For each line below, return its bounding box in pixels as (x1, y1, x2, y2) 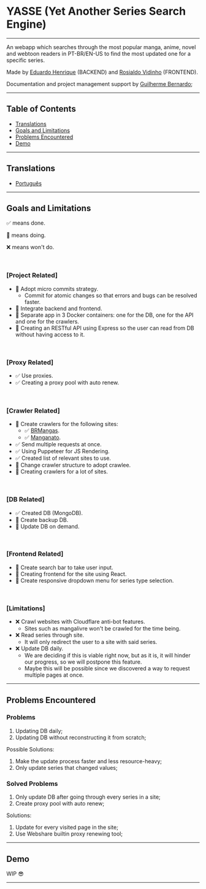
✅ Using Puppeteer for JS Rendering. (15, 448, 110, 455)
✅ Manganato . (24, 434, 61, 441)
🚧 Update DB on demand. (15, 522, 80, 530)
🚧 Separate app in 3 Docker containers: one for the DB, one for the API (15, 311, 194, 319)
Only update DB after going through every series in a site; (15, 793, 161, 801)
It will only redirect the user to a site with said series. (24, 639, 158, 646)
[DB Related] (6, 495, 45, 504)
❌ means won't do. (6, 244, 55, 251)
